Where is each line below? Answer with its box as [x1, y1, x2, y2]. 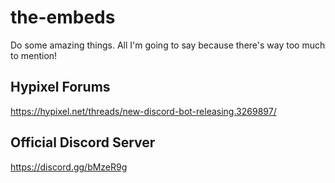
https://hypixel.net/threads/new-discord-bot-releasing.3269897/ [10, 105, 277, 117]
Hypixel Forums [10, 79, 111, 96]
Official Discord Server [10, 134, 156, 151]
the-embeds [10, 6, 116, 29]
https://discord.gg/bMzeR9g [10, 161, 128, 173]
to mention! [10, 49, 58, 61]
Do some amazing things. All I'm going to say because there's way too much [10, 39, 326, 51]
